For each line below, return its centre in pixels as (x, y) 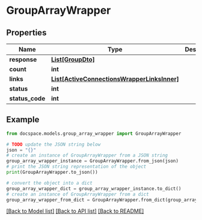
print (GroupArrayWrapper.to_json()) (52, 172)
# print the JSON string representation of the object (76, 167)
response (23, 59)
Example (23, 120)
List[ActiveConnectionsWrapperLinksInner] (115, 79)
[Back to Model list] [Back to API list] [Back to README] (75, 211)
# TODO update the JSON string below (54, 144)
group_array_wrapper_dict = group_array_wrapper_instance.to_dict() (94, 189)
